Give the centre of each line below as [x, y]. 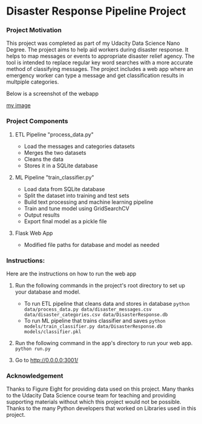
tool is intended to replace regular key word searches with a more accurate [100, 62]
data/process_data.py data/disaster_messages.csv [88, 310]
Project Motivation [34, 30]
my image [19, 106]
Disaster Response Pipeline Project [96, 11]
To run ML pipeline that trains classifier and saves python [95, 321]
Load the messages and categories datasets [79, 146]
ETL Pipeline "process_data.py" [54, 134]
